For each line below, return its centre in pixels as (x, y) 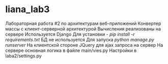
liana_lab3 (27, 9)
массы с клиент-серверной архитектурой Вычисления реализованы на (83, 28)
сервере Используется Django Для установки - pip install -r (70, 34)
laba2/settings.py (23, 56)
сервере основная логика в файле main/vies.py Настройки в (71, 50)
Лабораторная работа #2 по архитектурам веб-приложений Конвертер (83, 23)
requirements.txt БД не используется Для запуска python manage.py (80, 40)
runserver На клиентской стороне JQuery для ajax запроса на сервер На (84, 45)
